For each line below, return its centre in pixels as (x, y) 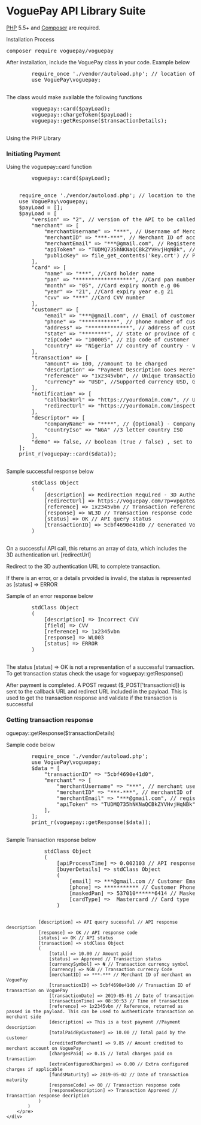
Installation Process (31, 39)
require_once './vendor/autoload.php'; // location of (113, 74)
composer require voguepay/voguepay (60, 50)
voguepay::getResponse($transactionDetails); (99, 120)
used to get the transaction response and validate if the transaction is (92, 698)
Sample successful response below (50, 471)
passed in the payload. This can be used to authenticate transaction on (100, 1011)
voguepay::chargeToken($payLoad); (82, 114)
